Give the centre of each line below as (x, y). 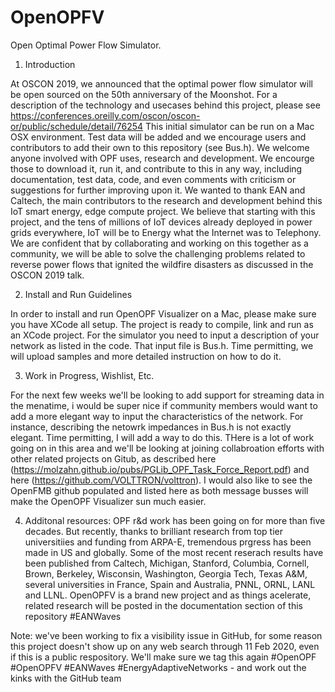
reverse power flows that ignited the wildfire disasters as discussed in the (162, 264)
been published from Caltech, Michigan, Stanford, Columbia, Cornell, (167, 563)
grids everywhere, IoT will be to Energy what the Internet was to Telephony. (166, 232)
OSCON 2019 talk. (47, 275)
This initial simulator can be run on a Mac (230, 126)
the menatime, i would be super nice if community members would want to (164, 405)
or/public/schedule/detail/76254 (77, 126)
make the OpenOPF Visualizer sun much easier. (108, 501)
